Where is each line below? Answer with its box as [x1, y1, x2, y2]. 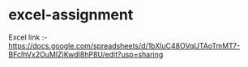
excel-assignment [8, 6, 134, 24]
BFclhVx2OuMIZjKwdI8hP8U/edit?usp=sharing [8, 49, 164, 59]
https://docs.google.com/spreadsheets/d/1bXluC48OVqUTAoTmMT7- [8, 40, 241, 50]
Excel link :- [8, 32, 48, 42]
